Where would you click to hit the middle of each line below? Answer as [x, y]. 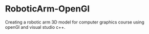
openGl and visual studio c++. [35, 27]
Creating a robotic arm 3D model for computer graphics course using [75, 22]
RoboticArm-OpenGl [47, 9]
